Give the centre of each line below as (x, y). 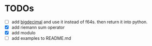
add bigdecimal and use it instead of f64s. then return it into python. (80, 22)
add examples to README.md (41, 38)
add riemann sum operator (38, 27)
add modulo (23, 33)
